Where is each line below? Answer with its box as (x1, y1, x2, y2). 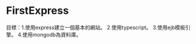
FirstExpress (6, 4, 69, 17)
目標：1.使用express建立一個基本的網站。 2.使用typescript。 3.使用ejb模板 (6, 24, 185, 31)
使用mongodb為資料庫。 (22, 31, 82, 38)
